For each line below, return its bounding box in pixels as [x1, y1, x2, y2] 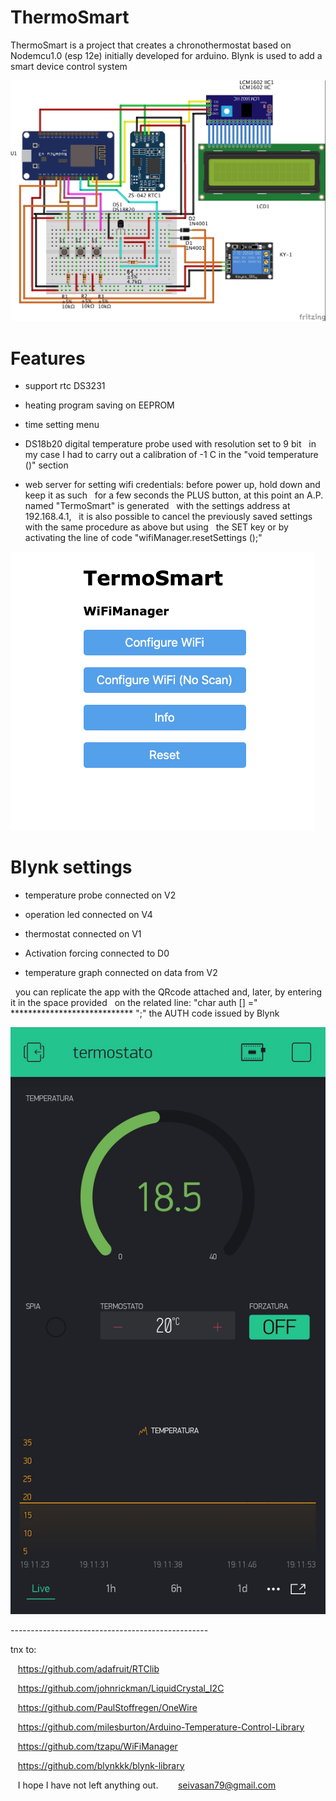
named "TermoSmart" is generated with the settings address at [24, 500, 291, 512]
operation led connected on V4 [24, 909, 153, 921]
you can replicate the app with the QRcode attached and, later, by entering [14, 986, 323, 998]
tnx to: [10, 1643, 37, 1655]
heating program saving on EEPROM [24, 399, 175, 411]
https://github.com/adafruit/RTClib [17, 1662, 160, 1675]
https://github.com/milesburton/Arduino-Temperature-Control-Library [17, 1721, 305, 1733]
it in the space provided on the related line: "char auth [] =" [10, 997, 258, 1009]
